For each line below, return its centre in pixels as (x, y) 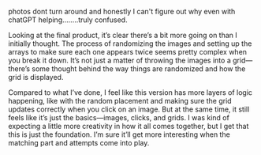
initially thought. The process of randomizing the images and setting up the (130, 43)
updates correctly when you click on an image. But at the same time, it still (129, 109)
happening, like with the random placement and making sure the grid (120, 101)
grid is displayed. (36, 77)
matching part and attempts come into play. (79, 143)
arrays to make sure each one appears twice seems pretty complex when (127, 52)
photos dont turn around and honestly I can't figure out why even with (122, 11)
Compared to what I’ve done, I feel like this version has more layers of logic (130, 93)
